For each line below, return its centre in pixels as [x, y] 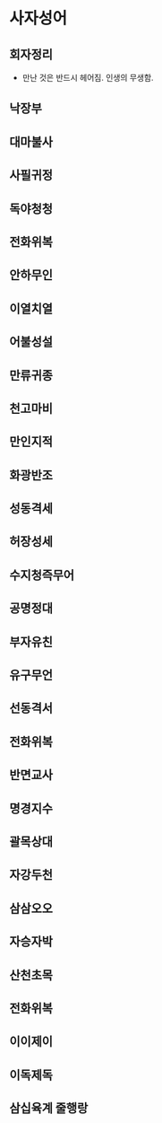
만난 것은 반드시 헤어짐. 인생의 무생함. [88, 78]
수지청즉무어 [42, 575]
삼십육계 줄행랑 [49, 1108]
